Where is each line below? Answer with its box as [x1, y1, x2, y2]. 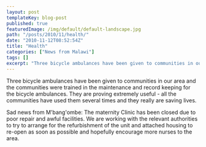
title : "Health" [6, 43, 48, 50]
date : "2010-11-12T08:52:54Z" [6, 37, 84, 43]
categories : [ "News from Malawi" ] [6, 49, 95, 55]
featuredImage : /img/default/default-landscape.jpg [6, 26, 141, 32]
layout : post [6, 9, 40, 15]
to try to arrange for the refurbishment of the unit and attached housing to [6, 121, 193, 129]
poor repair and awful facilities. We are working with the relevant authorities [6, 115, 198, 123]
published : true [6, 20, 48, 26]
